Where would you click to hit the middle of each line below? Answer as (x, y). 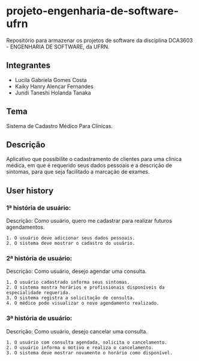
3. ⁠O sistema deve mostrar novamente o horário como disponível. (89, 353)
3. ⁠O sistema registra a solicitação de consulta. (71, 298)
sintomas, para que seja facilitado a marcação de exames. (78, 172)
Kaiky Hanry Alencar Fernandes (54, 86)
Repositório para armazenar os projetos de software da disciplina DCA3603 (99, 40)
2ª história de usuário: (39, 258)
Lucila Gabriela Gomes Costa (51, 80)
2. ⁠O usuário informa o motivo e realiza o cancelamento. (80, 348)
